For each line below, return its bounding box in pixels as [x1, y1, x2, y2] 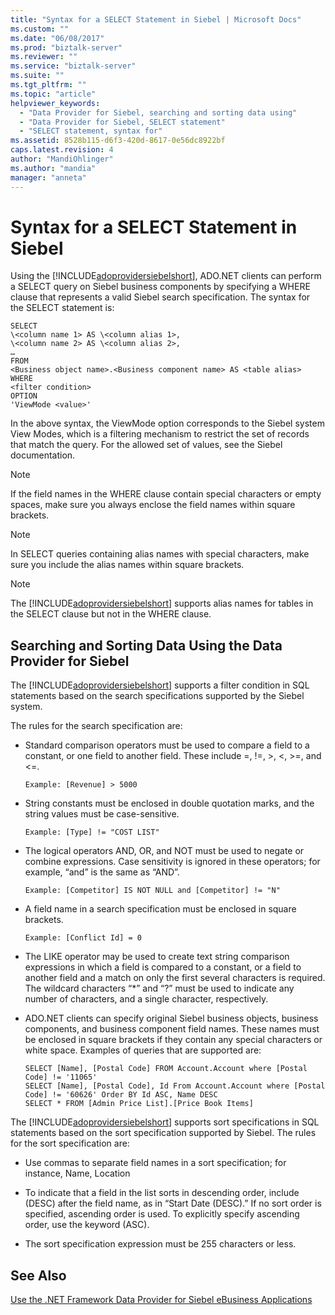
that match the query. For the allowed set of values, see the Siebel [10, 439, 283, 451]
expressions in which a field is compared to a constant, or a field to [24, 961, 302, 973]
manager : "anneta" [10, 172, 87, 183]
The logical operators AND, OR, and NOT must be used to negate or [24, 845, 305, 857]
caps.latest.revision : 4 [10, 145, 114, 155]
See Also [10, 1267, 67, 1284]
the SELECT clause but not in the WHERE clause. [10, 608, 212, 620]
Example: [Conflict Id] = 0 [24, 933, 142, 943]
